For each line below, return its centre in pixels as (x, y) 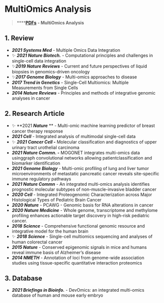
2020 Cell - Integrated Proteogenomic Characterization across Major (82, 194)
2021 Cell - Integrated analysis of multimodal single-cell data (74, 136)
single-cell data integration (39, 61)
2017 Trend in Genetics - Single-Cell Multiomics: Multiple (70, 82)
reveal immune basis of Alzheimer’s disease (56, 252)
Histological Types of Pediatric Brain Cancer (57, 200)
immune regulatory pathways (41, 179)
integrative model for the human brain (50, 231)
